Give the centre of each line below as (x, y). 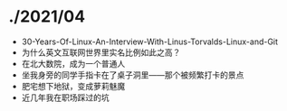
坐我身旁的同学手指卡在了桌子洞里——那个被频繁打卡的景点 (133, 75)
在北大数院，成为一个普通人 (73, 63)
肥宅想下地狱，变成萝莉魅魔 (73, 86)
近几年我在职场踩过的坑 (65, 97)
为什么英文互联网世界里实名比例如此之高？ (101, 52)
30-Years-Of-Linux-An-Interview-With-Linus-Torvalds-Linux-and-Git (149, 42)
